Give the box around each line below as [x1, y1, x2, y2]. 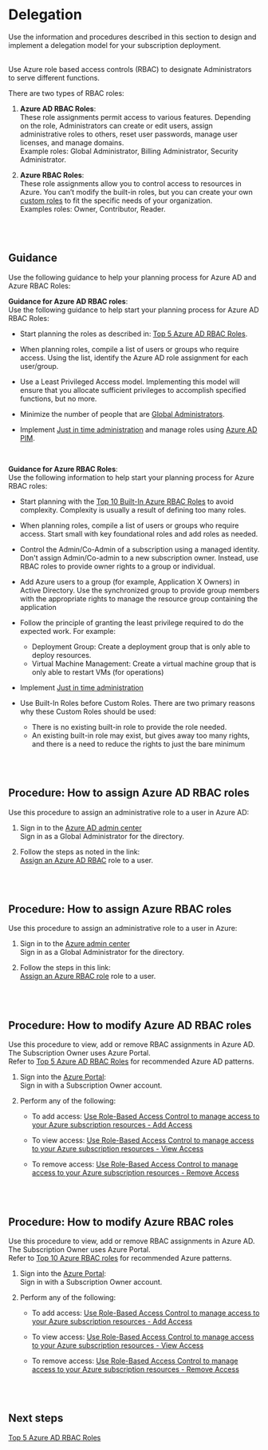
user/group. [19, 361, 59, 370]
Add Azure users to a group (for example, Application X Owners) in [19, 576, 240, 586]
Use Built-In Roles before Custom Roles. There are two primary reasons [19, 698, 255, 707]
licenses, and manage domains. [19, 137, 124, 147]
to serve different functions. [8, 73, 100, 82]
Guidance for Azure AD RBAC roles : [8, 296, 128, 306]
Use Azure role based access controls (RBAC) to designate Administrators [8, 64, 252, 73]
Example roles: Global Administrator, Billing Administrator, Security [19, 146, 238, 156]
